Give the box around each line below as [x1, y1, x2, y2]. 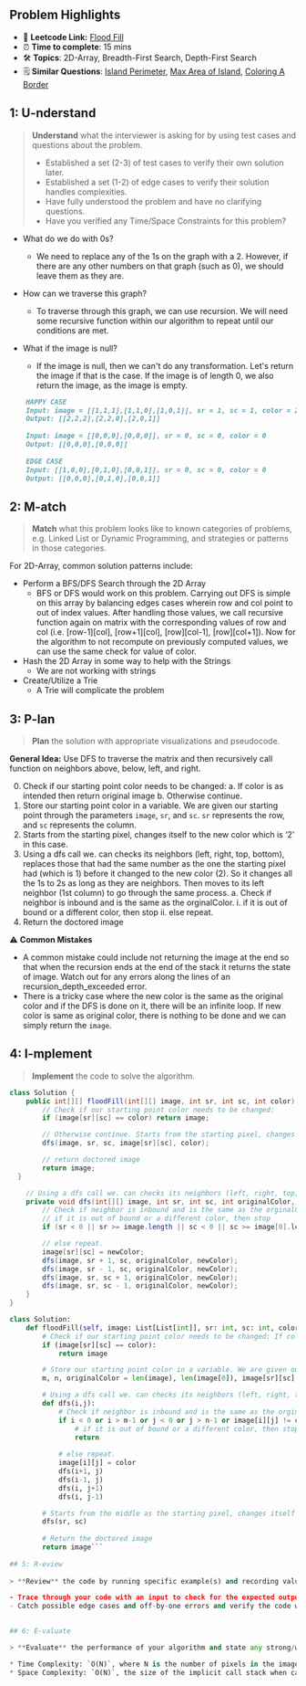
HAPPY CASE [25, 397, 67, 406]
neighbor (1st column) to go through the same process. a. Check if [22, 888, 272, 898]
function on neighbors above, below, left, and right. [9, 763, 201, 774]
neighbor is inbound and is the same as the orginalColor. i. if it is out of [22, 897, 289, 908]
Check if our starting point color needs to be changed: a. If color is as [22, 781, 284, 791]
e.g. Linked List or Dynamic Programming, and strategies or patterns [31, 533, 289, 544]
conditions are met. [36, 324, 109, 336]
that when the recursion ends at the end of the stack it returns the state [22, 962, 291, 972]
